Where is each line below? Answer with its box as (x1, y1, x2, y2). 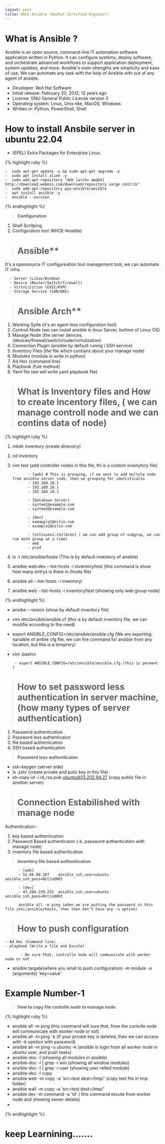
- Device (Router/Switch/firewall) (9, 280, 83, 286)
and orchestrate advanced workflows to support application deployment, (5, 60, 153, 66)
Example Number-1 (5, 988, 85, 999)
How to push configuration (17, 923, 129, 934)
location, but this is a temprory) (12, 641, 76, 648)
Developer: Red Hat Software (12, 85, 71, 91)
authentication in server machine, (17, 692, 159, 703)
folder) (12, 1080, 26, 1086)
